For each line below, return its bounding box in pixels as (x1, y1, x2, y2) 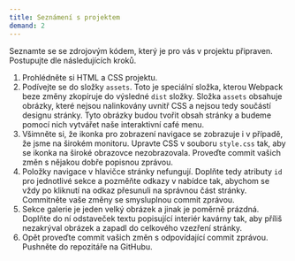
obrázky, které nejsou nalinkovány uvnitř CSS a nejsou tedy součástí (21, 100, 271, 111)
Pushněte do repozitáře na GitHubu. (21, 241, 153, 252)
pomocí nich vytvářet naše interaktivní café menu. (21, 119, 205, 129)
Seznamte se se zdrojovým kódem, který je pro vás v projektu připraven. (9, 45, 274, 56)
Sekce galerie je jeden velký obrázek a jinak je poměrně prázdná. (21, 203, 260, 214)
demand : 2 (9, 21, 46, 30)
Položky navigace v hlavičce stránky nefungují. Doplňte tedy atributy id (21, 165, 283, 177)
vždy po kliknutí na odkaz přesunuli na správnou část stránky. (21, 185, 247, 196)
